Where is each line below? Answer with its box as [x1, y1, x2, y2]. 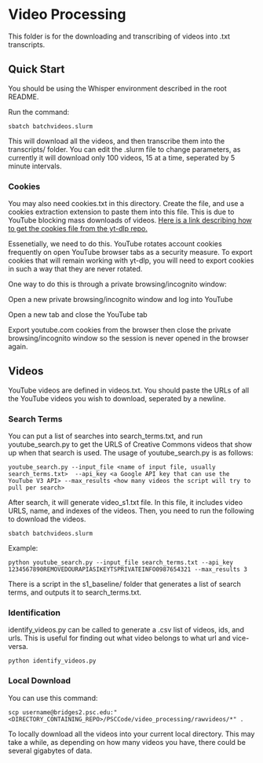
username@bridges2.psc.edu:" [22, 708, 118, 717]
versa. [8, 642, 29, 651]
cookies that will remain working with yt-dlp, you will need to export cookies [8, 256, 254, 265]
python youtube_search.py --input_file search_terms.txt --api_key [8, 558, 234, 567]
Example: [8, 544, 38, 553]
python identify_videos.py [8, 657, 97, 665]
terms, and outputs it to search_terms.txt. [8, 588, 142, 597]
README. [8, 92, 39, 101]
